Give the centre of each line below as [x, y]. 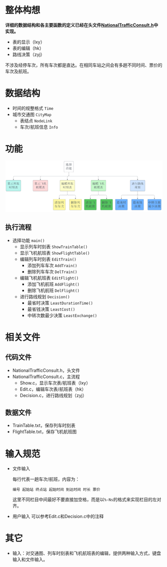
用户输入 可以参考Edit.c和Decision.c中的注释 [58, 516]
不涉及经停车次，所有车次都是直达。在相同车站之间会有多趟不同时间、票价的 [84, 65]
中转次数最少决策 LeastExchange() [62, 315]
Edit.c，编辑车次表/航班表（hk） [53, 389]
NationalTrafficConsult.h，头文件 [46, 370]
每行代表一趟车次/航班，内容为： [46, 479]
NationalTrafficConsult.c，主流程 [46, 376]
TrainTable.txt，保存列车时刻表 [44, 425]
